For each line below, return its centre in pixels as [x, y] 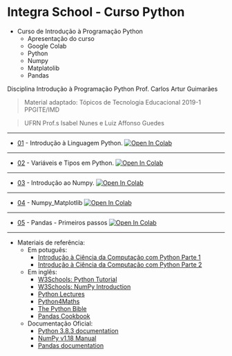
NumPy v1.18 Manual [67, 338]
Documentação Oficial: [60, 323]
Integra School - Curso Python [96, 12]
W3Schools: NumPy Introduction [84, 286]
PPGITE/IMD [42, 109]
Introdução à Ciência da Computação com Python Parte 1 [119, 257]
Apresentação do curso [61, 38]
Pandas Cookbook [64, 316]
